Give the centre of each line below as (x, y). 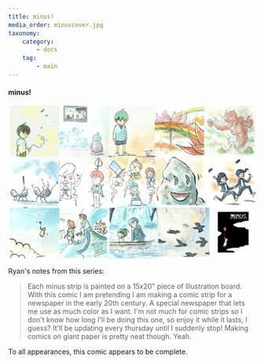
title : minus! (31, 17)
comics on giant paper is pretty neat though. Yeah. (109, 336)
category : (38, 42)
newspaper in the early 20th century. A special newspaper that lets (136, 303)
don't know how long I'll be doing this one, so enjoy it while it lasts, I (137, 320)
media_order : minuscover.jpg (56, 25)
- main (47, 67)
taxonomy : (24, 33)
